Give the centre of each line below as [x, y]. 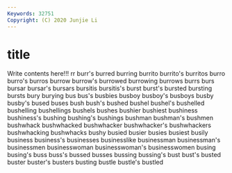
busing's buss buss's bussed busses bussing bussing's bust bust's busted [114, 155]
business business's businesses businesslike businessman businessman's [114, 140]
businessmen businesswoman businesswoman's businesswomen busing [112, 147]
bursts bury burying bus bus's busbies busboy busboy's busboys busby [110, 96]
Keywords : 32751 [31, 14]
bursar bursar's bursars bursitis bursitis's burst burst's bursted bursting [110, 88]
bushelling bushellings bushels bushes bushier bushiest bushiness [102, 110]
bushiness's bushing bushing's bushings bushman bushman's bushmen [110, 118]
